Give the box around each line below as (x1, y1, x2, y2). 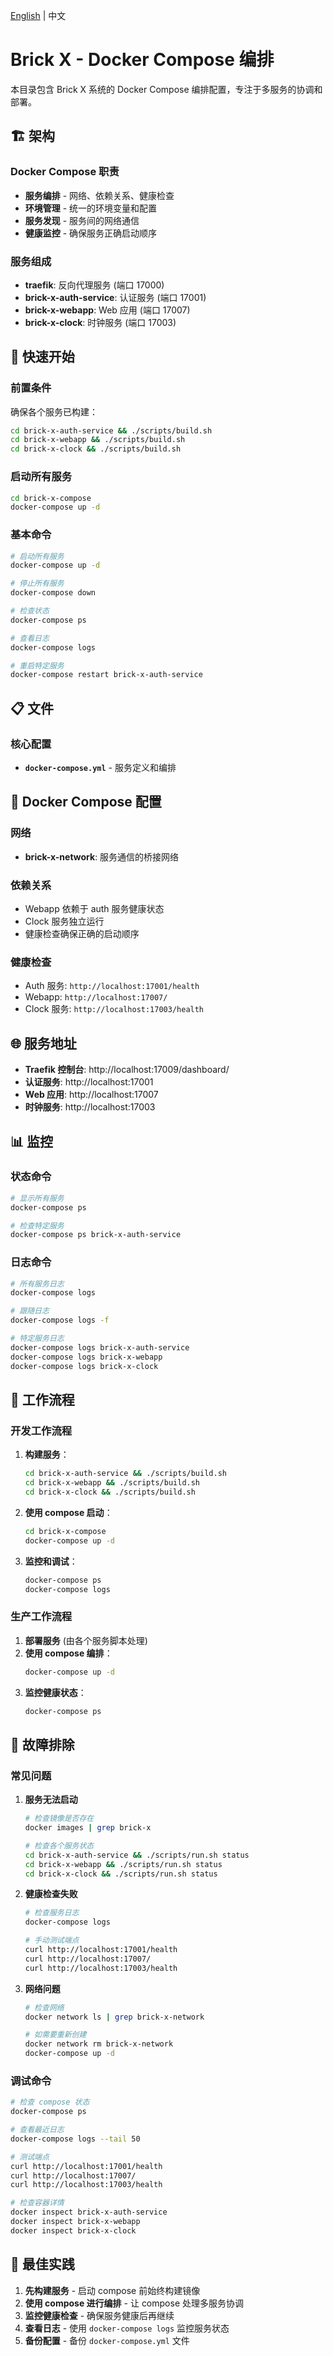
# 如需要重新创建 (24, 2030, 87, 2040)
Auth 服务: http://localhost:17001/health (24, 980, 200, 992)
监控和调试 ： (24, 1555, 78, 1567)
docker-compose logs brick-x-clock (10, 1361, 159, 1371)
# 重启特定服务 (10, 660, 65, 671)
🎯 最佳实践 (10, 2256, 75, 2273)
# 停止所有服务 (10, 579, 65, 589)
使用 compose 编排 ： (24, 1647, 113, 1659)
